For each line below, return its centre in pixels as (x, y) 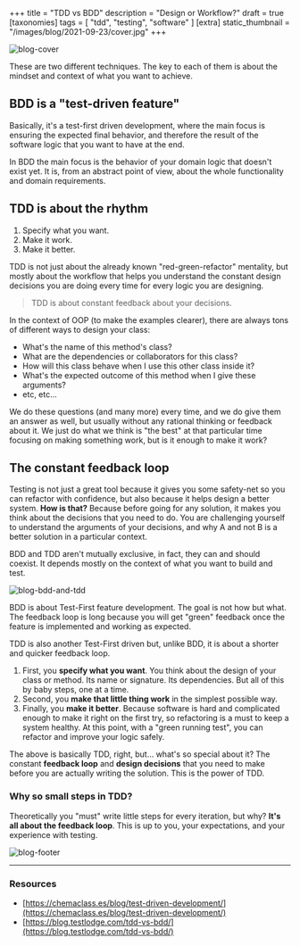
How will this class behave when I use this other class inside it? (138, 366)
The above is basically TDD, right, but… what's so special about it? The (140, 754)
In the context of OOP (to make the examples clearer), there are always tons (149, 319)
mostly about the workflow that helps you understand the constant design (145, 276)
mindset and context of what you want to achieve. (101, 76)
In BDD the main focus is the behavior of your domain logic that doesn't (141, 162)
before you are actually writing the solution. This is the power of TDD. (137, 773)
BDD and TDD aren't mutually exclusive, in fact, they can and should (135, 554)
